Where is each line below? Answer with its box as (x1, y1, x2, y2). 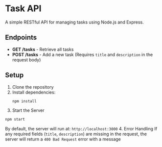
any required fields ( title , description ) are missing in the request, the (5, 131, 147, 137)
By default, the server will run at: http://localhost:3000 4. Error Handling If (5, 126, 158, 132)
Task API (5, 3, 42, 14)
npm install (12, 98, 37, 103)
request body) (12, 57, 41, 63)
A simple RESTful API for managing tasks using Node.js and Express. (5, 19, 144, 25)
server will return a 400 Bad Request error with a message (5, 136, 121, 142)
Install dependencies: (12, 89, 56, 95)
